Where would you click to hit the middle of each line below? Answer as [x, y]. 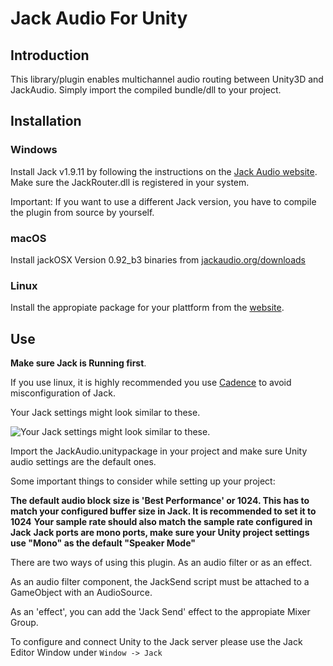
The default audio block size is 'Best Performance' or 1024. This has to [160, 501]
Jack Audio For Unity [99, 18]
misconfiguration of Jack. [63, 393]
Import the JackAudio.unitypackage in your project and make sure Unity [159, 451]
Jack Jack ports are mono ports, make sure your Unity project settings [160, 533]
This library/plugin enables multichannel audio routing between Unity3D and [167, 79]
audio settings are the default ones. [83, 462]
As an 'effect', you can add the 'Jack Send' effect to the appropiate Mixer [160, 612]
